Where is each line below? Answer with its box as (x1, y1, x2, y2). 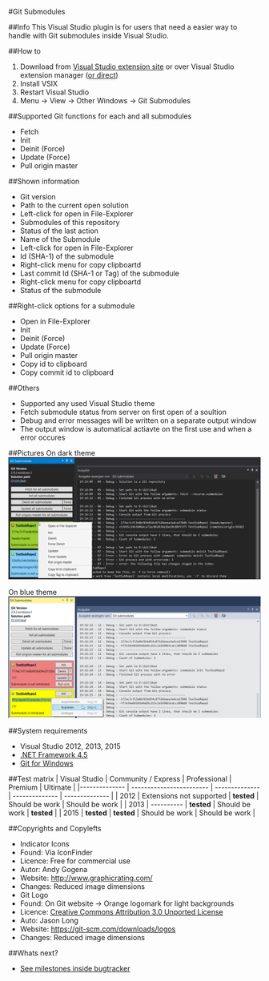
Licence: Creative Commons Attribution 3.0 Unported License (19, 907, 224, 917)
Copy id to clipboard (19, 360, 88, 368)
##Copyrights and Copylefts (8, 824, 102, 834)
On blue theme (8, 588, 58, 597)
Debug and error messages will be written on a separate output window (19, 416, 257, 425)
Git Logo (19, 891, 49, 900)
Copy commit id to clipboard (19, 368, 114, 377)
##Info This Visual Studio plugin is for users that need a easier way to (8, 22, 238, 31)
